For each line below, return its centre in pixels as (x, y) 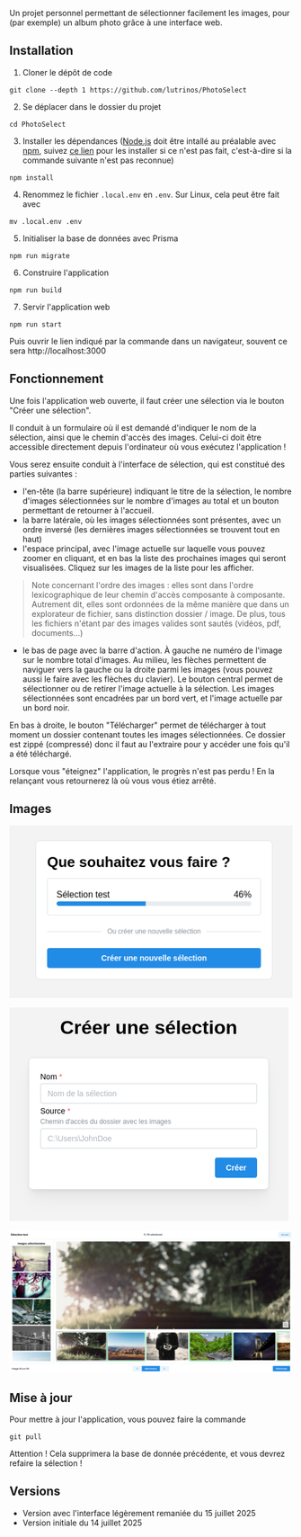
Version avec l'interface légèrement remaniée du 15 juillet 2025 (139, 1513)
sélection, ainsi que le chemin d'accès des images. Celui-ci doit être (136, 437)
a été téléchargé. (40, 754)
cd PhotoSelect (38, 124)
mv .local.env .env (46, 221)
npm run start (36, 324)
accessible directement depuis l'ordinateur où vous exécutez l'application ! (148, 447)
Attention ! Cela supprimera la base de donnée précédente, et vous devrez (147, 1453)
